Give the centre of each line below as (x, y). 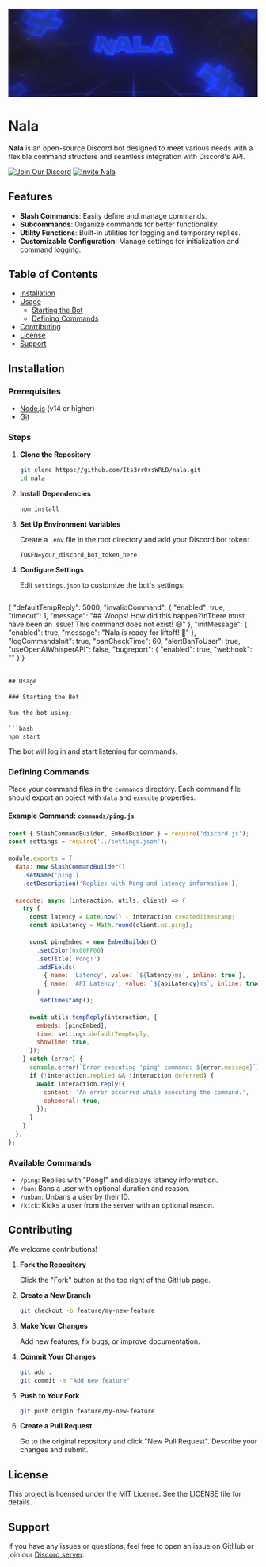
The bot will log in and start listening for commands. (93, 751)
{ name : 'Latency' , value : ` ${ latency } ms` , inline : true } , (144, 976)
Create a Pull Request (56, 1426)
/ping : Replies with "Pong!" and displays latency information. (119, 1180)
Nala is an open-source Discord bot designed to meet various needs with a (131, 148)
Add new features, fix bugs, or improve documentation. (110, 1341)
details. (20, 1502)
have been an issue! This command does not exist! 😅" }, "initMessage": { (128, 624)
